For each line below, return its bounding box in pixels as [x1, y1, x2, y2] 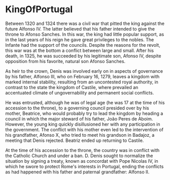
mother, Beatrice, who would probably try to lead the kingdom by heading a [5, 110, 163, 116]
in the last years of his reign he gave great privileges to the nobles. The [5, 37, 154, 43]
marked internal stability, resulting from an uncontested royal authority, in [5, 79, 159, 85]
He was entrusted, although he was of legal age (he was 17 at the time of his [5, 99, 165, 105]
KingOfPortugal [5, 4, 73, 15]
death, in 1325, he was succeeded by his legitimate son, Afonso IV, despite [5, 52, 161, 59]
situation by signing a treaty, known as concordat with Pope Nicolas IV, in [5, 158, 158, 164]
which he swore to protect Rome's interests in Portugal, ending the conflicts [5, 163, 164, 169]
